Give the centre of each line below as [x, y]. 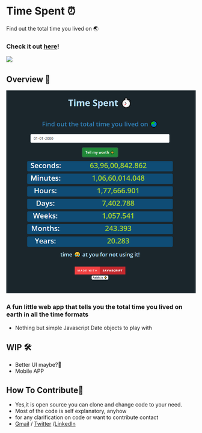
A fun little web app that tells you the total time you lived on [94, 307]
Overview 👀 [28, 79]
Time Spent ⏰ [41, 11]
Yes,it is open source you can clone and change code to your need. [98, 405]
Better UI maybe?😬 [38, 365]
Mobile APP [29, 371]
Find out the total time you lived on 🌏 [53, 28]
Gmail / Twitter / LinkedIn [45, 424]
